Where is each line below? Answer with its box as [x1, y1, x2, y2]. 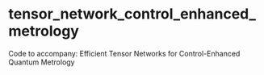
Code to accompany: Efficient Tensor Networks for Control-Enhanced [8, 48, 241, 58]
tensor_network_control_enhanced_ [8, 5, 257, 23]
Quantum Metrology [8, 57, 75, 67]
